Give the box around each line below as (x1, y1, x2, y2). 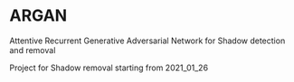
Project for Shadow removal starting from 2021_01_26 (9, 62, 209, 73)
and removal (9, 44, 56, 55)
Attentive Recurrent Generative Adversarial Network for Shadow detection (9, 35, 286, 46)
